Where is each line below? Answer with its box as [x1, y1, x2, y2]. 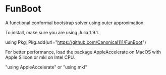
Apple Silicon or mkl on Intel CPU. [5, 54, 75, 60]
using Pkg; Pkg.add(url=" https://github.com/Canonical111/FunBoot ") [5, 39, 146, 45]
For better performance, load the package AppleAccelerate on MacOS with [5, 49, 161, 55]
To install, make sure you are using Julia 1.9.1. [5, 29, 99, 35]
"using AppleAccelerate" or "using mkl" [5, 64, 87, 70]
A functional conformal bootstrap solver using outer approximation [5, 20, 144, 26]
